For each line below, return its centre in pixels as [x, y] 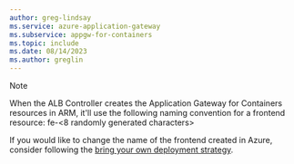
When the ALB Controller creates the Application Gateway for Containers [146, 103]
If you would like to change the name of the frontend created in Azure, [141, 140]
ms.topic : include [44, 43]
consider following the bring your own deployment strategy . [122, 150]
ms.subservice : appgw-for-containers [81, 34]
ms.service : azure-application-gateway [85, 26]
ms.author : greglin [46, 60]
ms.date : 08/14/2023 [49, 52]
